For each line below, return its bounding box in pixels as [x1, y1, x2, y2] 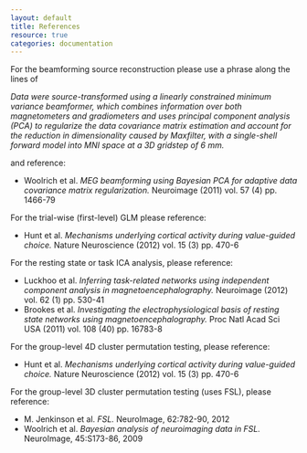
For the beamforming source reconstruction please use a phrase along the [10, 64, 291, 75]
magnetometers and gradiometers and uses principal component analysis [10, 111, 291, 121]
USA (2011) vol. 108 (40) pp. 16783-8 [23, 323, 163, 334]
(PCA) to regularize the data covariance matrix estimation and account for [10, 121, 291, 132]
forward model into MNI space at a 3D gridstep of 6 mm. [10, 140, 225, 151]
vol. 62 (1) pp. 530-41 [23, 294, 104, 306]
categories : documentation [10, 38, 113, 48]
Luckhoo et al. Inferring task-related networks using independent [23, 275, 270, 286]
